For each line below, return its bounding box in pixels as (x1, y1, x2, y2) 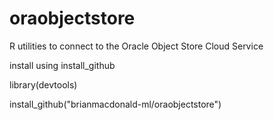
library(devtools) (9, 78, 78, 91)
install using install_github (9, 59, 116, 71)
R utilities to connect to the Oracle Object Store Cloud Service (9, 40, 264, 52)
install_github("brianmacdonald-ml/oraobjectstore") (9, 98, 222, 110)
